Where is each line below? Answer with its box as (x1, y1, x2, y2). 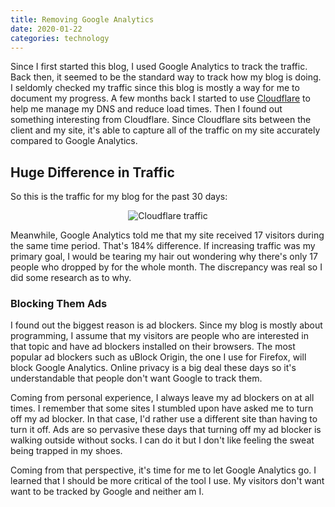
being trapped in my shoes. (10, 445, 123, 457)
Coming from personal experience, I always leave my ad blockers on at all (10, 392, 315, 404)
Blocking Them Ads (10, 297, 108, 311)
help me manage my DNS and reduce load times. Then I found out (10, 103, 283, 115)
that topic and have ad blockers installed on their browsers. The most (10, 341, 296, 353)
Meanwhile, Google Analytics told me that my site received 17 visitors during (10, 229, 325, 241)
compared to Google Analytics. (10, 135, 138, 147)
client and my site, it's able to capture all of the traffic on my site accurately (10, 124, 321, 136)
